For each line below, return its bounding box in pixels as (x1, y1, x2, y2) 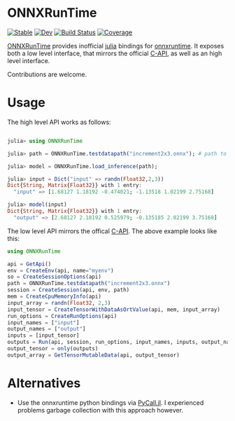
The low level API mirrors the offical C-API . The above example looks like (7, 226, 218, 235)
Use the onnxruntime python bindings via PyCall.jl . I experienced (17, 398, 204, 407)
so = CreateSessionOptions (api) (7, 273, 101, 281)
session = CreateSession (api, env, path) (7, 287, 130, 294)
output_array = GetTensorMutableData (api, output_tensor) (7, 352, 180, 359)
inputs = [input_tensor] (7, 332, 80, 339)
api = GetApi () (7, 261, 52, 268)
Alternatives (7, 375, 81, 391)
